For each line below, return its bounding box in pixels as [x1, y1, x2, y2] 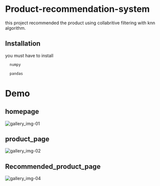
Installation [5, 40, 41, 48]
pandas [9, 71, 23, 76]
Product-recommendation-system [5, 3, 150, 15]
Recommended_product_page [5, 162, 101, 171]
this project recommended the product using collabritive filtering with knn [5, 20, 155, 26]
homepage [5, 107, 40, 116]
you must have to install [5, 52, 53, 58]
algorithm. [5, 25, 26, 31]
